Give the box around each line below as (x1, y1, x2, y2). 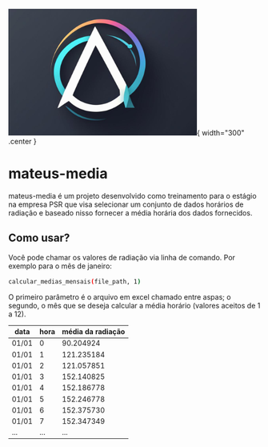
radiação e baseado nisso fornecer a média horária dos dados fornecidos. (8, 207, 253, 217)
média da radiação (62, 327, 126, 336)
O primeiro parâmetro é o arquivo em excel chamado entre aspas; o (8, 292, 231, 301)
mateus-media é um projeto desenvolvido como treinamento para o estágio (8, 191, 258, 200)
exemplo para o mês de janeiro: (8, 261, 112, 271)
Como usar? (8, 232, 70, 245)
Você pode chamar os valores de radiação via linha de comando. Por (8, 252, 236, 262)
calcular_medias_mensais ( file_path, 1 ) (8, 277, 142, 285)
